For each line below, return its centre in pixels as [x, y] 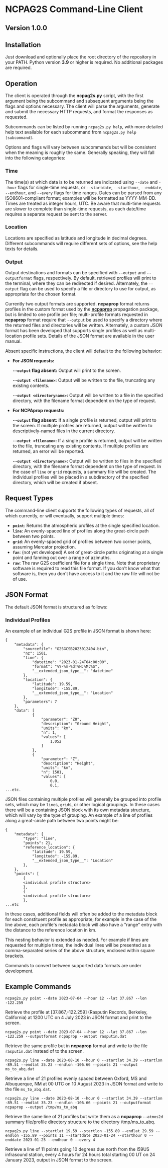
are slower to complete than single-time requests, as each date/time [76, 209]
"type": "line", [40, 839]
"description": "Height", [68, 763]
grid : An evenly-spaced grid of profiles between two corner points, [82, 541]
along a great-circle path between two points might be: [62, 821]
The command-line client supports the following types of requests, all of [80, 510]
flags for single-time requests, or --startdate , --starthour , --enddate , [90, 187]
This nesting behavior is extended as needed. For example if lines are [77, 940]
